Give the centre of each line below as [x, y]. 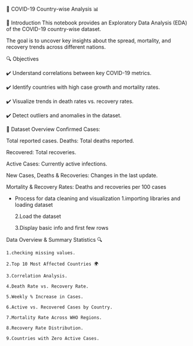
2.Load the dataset [38, 216]
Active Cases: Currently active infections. [57, 164]
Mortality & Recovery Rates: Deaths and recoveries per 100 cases [86, 187]
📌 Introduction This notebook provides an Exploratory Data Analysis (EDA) [97, 23]
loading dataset [34, 205]
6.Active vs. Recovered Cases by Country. [59, 307]
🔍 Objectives [23, 59]
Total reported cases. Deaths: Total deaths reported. [70, 141]
